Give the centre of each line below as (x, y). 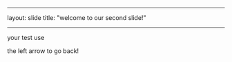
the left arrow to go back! (43, 51)
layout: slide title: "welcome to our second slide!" (77, 18)
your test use (26, 38)
